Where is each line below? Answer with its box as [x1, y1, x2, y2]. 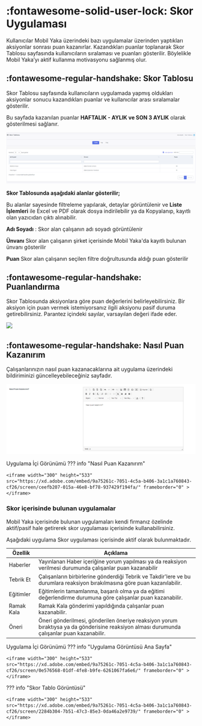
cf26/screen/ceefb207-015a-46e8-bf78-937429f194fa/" [6, 484, 141, 490]
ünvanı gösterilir [6, 243, 46, 251]
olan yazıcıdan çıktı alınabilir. [6, 213, 77, 221]
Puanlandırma [6, 281, 60, 292]
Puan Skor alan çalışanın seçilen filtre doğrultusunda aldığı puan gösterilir [6, 255, 189, 262]
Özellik [12, 549, 30, 557]
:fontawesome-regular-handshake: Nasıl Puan [6, 340, 185, 350]
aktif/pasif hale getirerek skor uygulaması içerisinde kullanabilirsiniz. [6, 524, 176, 531]
